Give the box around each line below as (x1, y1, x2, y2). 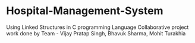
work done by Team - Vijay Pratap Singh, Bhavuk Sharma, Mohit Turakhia (6, 29, 186, 37)
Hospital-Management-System (6, 4, 163, 18)
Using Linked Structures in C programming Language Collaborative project (6, 24, 189, 31)
